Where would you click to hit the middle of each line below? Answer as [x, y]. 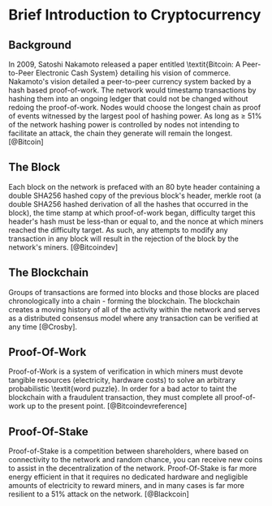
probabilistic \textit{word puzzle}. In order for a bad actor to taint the [123, 389]
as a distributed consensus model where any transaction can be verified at [133, 318]
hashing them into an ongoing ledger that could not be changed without [128, 99]
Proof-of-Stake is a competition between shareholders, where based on [129, 451]
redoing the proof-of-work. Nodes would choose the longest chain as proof [135, 107]
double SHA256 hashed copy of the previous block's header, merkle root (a [135, 195]
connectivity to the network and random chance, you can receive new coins [136, 460]
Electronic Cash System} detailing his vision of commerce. [133, 73]
